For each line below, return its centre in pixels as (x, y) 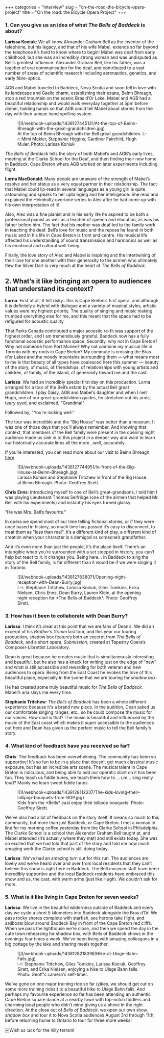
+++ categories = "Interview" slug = (42, 7)
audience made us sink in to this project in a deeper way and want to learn (80, 438)
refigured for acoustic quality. (35, 321)
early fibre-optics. (23, 78)
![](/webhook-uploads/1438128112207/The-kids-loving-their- (79, 792)
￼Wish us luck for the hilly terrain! (40, 1030)
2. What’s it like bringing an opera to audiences (78, 281)
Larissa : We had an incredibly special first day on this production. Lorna (78, 382)
